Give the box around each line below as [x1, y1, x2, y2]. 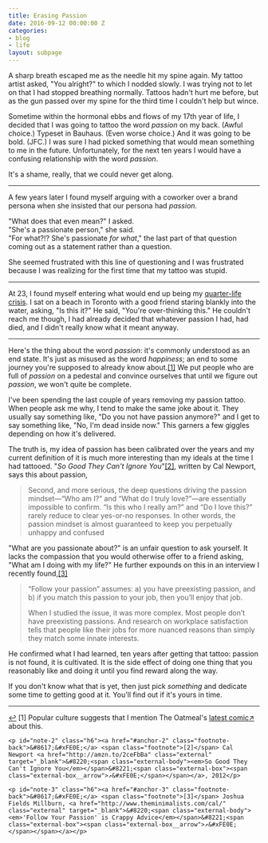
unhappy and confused [27, 528, 105, 537]
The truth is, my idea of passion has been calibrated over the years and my [8, 445, 255, 453]
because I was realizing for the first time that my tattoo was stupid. [8, 266, 227, 275]
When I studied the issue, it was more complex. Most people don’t [27, 608, 246, 617]
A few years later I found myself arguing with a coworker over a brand [8, 192, 238, 202]
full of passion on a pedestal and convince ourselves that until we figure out [8, 371, 258, 380]
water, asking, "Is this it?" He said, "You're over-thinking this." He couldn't [8, 306, 251, 315]
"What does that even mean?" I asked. [8, 216, 134, 226]
